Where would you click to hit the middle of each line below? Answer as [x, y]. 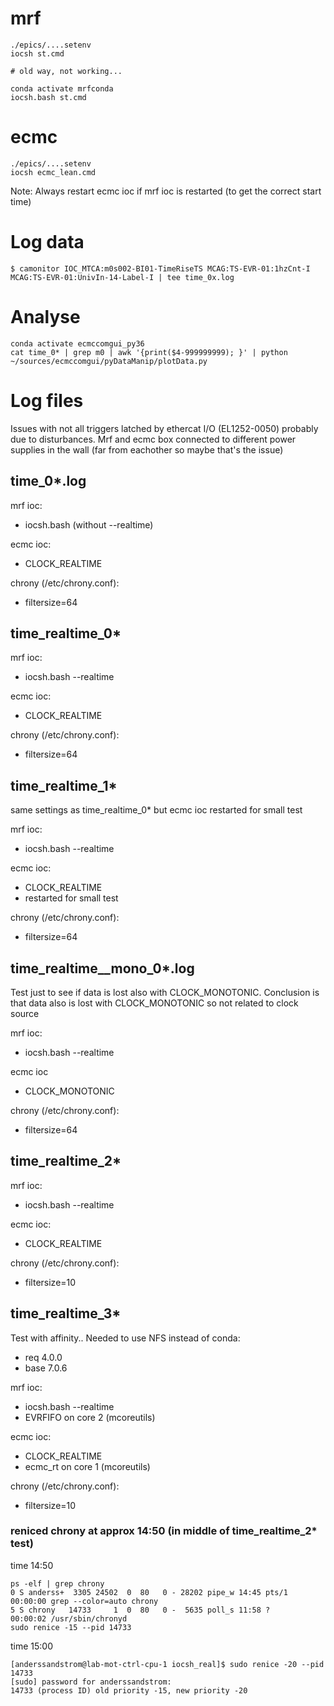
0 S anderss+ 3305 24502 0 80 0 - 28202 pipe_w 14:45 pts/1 [149, 1592]
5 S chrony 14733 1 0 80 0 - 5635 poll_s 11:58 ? [140, 1610]
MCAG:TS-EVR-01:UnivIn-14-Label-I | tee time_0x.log [122, 277]
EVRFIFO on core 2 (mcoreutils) [90, 1417]
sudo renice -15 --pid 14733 [71, 1627]
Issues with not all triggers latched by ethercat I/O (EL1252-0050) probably [164, 428]
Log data [47, 242]
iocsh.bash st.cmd [48, 97]
